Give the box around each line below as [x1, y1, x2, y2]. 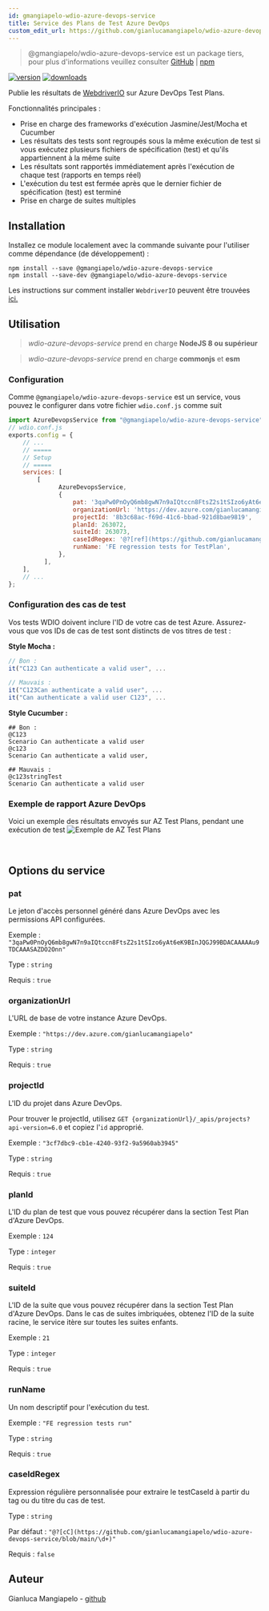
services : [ [22, 468, 62, 477]
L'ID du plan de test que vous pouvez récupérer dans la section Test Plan [8, 1207, 250, 1217]
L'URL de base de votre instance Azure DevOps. [8, 1013, 167, 1023]
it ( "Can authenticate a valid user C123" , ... [8, 694, 167, 702]
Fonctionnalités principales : [8, 103, 102, 113]
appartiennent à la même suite [19, 153, 121, 163]
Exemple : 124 [8, 1231, 54, 1241]
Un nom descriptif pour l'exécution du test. [8, 1402, 150, 1411]
